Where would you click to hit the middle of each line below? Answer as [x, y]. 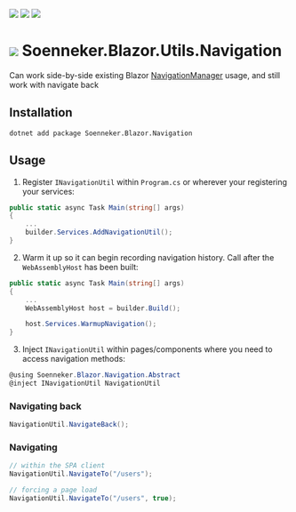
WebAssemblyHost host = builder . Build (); [103, 308]
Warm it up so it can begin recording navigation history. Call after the [148, 257]
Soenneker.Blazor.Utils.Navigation [152, 51]
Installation [41, 112]
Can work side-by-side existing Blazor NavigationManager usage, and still [145, 75]
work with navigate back [54, 84]
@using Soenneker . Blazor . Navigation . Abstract [95, 375]
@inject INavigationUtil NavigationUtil [85, 384]
